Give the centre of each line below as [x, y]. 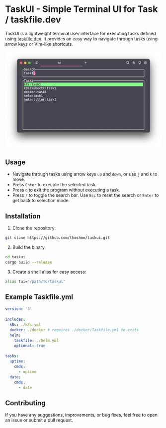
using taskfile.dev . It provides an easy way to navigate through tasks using [82, 39]
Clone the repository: [34, 228]
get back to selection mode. [41, 201]
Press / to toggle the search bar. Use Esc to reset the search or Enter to [85, 195]
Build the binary [28, 247]
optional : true [30, 346]
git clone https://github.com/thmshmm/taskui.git [58, 238]
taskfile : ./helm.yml [36, 340]
